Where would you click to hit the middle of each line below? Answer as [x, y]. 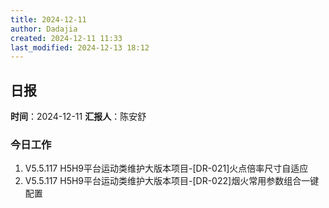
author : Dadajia [44, 29]
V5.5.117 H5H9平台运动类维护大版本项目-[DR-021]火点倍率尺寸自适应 [166, 168]
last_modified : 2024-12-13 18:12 [80, 47]
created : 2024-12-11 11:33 [66, 38]
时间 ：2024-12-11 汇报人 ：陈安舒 [78, 117]
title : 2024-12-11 [48, 19]
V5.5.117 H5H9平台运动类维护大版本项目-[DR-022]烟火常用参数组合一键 [172, 181]
